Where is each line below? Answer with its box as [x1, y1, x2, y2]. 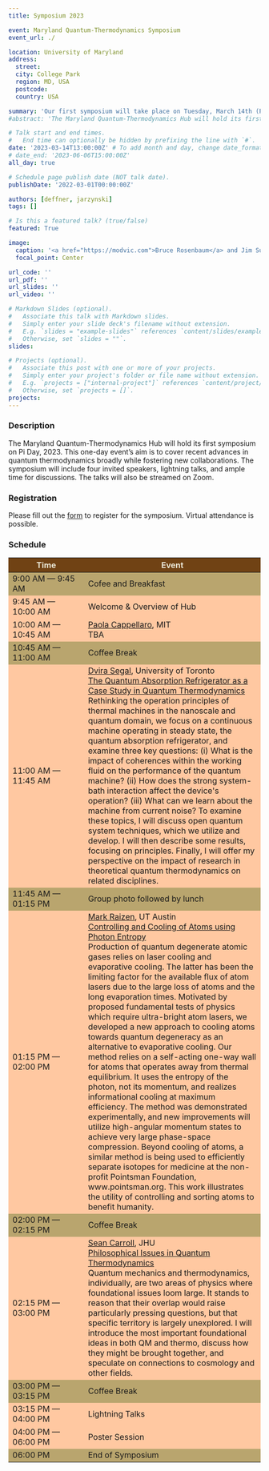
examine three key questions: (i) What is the [87, 745, 254, 756]
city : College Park [15, 70, 81, 78]
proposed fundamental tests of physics [87, 1001, 235, 1012]
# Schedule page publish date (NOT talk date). [8, 173, 171, 181]
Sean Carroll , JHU [87, 1237, 156, 1249]
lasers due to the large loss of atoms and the [87, 981, 255, 992]
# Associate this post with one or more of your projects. [8, 364, 217, 372]
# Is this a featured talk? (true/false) [8, 217, 149, 225]
